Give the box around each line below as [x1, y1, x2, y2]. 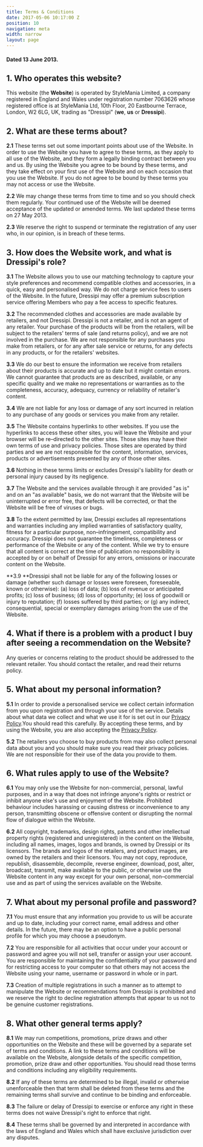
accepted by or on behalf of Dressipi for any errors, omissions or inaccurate [6, 554, 195, 561]
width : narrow [6, 31, 42, 38]
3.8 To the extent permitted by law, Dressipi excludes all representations [6, 515, 186, 523]
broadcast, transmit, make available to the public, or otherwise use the [6, 866, 182, 874]
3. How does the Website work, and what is [6, 247, 172, 258]
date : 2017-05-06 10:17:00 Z [6, 15, 80, 21]
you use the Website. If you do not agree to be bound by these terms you [6, 174, 188, 181]
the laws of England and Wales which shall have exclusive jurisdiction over [6, 1128, 192, 1135]
